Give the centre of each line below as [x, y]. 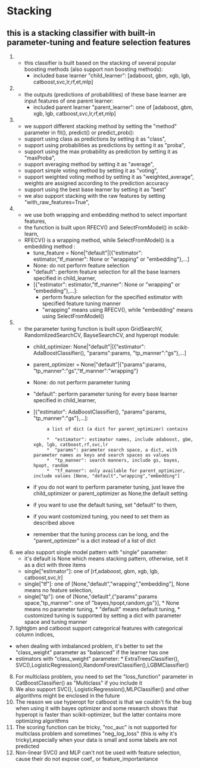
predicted [27, 746]
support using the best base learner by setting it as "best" [95, 189]
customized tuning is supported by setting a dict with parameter [103, 615]
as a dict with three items [55, 565]
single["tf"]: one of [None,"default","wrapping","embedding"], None [107, 584]
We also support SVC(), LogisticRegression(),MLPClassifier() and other [102, 689]
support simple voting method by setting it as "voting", [91, 170]
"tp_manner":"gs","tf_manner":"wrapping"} [86, 371]
